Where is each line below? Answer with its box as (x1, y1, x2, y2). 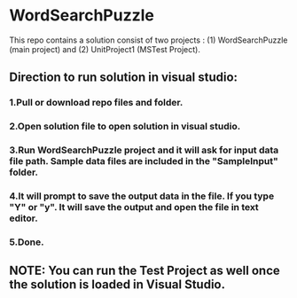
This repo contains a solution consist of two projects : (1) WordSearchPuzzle (9, 35, 288, 45)
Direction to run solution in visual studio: (9, 70, 238, 85)
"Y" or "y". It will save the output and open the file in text (9, 201, 259, 214)
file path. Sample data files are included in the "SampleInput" (9, 155, 278, 168)
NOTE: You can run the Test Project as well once (9, 263, 281, 278)
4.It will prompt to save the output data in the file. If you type (9, 190, 275, 202)
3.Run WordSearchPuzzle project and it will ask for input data (9, 144, 279, 156)
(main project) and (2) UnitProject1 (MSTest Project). (9, 43, 201, 54)
